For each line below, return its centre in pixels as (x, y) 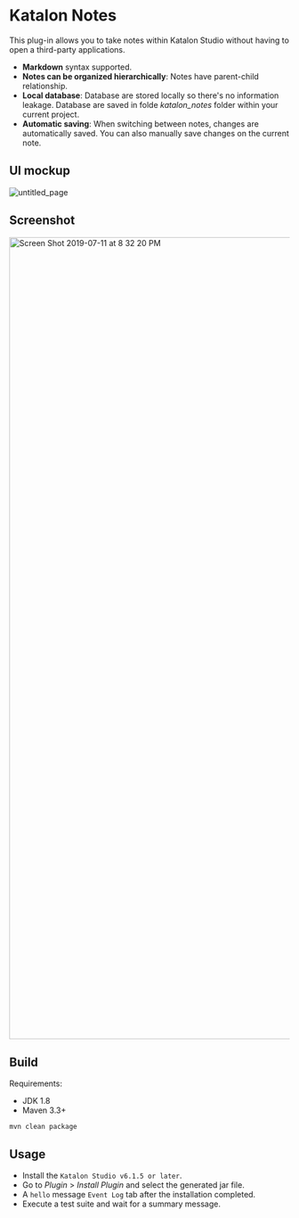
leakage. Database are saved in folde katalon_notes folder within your (150, 104)
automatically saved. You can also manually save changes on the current (155, 133)
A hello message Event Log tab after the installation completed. (139, 1195)
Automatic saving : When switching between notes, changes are (141, 123)
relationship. (45, 86)
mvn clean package (43, 1127)
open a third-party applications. (67, 49)
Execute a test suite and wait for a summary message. (121, 1204)
